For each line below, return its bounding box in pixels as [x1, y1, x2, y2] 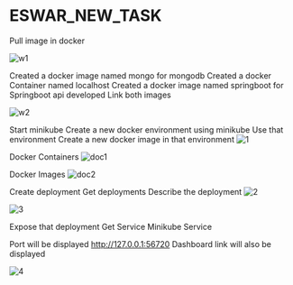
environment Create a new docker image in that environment [9, 133, 234, 144]
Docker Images [9, 169, 66, 179]
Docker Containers [9, 151, 79, 162]
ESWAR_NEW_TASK [9, 5, 162, 26]
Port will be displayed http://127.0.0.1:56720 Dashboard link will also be [9, 238, 272, 249]
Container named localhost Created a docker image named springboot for [9, 79, 284, 90]
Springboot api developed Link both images [9, 89, 171, 100]
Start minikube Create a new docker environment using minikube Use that [9, 124, 284, 135]
